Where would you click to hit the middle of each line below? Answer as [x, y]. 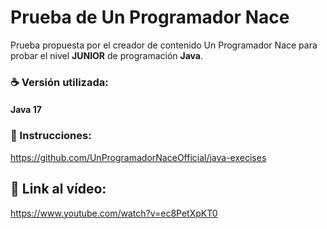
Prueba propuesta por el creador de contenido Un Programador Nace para [164, 45]
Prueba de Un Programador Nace [150, 17]
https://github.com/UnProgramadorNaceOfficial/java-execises [138, 157]
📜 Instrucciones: [51, 136]
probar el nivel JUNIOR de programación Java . [107, 55]
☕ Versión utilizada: [59, 82]
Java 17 [26, 110]
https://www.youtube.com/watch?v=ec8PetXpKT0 [114, 213]
